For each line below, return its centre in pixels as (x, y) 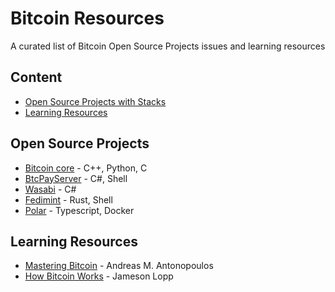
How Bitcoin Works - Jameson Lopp (99, 276)
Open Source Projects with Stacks (95, 101)
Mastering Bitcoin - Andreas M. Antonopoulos (119, 266)
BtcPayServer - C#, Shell (76, 178)
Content (36, 77)
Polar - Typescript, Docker (79, 210)
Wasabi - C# (50, 189)
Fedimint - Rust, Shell (68, 199)
